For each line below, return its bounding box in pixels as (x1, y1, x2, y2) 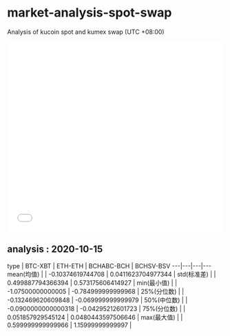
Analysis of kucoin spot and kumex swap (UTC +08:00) (7, 28, 165, 36)
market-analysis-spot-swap (7, 5, 172, 21)
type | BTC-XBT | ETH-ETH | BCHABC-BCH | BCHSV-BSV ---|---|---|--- (7, 261, 212, 270)
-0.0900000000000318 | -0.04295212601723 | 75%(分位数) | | (7, 304, 186, 313)
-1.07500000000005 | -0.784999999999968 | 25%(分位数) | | (7, 287, 185, 295)
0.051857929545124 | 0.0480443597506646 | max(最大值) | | (7, 313, 183, 322)
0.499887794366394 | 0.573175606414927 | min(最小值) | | (7, 278, 178, 287)
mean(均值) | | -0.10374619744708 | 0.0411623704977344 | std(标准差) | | (7, 270, 216, 278)
